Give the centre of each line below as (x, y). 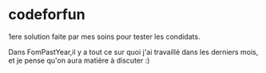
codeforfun (47, 15)
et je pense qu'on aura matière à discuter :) (79, 60)
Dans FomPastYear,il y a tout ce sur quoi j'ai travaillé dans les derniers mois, (133, 52)
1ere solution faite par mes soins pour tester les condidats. (105, 36)
